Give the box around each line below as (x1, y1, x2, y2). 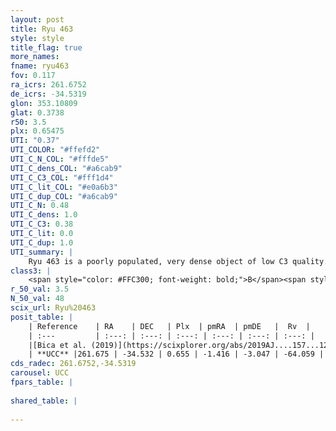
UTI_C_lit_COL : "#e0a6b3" (10, 182, 118, 192)
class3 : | (10, 266, 52, 276)
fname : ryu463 (10, 61, 70, 71)
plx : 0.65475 (10, 126, 65, 136)
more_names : (10, 52, 60, 62)
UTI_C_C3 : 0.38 (10, 219, 74, 230)
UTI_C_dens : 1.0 (10, 210, 78, 220)
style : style (10, 33, 65, 43)
